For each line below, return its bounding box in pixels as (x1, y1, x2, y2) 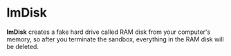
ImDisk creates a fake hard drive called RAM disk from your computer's (6, 28, 211, 36)
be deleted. (6, 42, 39, 50)
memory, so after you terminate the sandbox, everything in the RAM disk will (6, 35, 224, 43)
